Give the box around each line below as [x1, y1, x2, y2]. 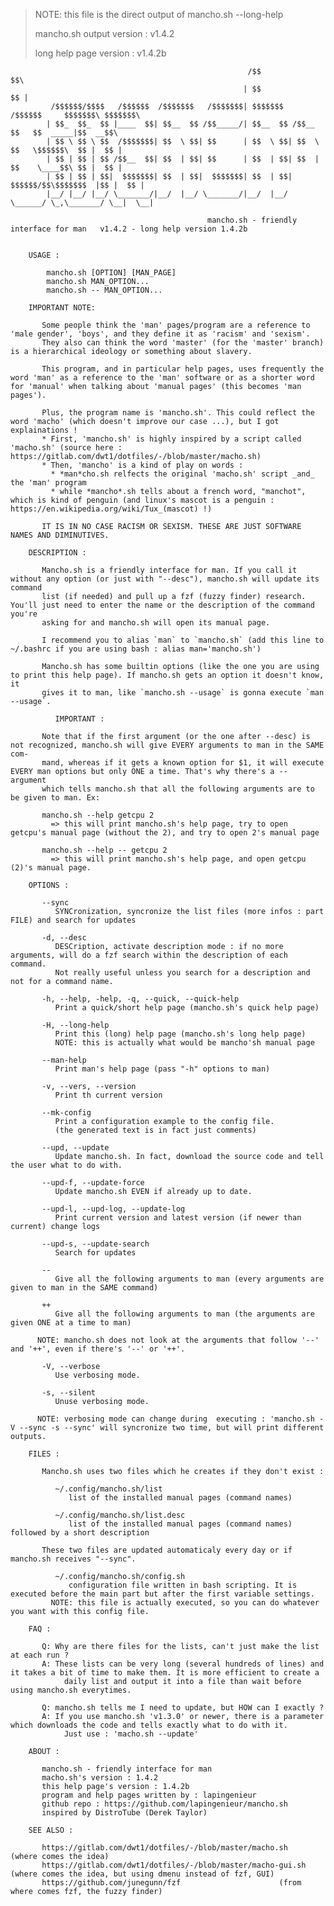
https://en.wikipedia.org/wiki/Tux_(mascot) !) [10, 504, 213, 514]
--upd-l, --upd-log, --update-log [41, 1204, 186, 1214]
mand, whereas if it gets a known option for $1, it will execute [41, 758, 325, 768]
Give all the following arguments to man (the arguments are [54, 1309, 315, 1319]
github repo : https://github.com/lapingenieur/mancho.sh [41, 1799, 288, 1809]
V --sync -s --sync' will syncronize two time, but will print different [10, 1423, 325, 1433]
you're [10, 609, 38, 619]
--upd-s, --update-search [41, 1239, 150, 1249]
